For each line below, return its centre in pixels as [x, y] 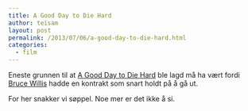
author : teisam [33, 23]
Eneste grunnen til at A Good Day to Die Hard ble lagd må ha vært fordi [124, 75]
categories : [28, 45]
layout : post [30, 30]
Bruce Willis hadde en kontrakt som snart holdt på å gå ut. [103, 83]
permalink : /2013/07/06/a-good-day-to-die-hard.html [97, 38]
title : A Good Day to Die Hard [60, 15]
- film [26, 52]
